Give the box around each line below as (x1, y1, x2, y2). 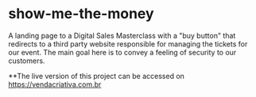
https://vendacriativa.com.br (8, 80, 102, 89)
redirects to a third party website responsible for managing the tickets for (8, 39, 248, 48)
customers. (8, 56, 45, 65)
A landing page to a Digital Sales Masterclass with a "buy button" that (8, 31, 236, 40)
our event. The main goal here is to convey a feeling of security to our (8, 47, 237, 57)
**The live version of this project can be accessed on (8, 71, 185, 80)
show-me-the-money (8, 5, 154, 23)
